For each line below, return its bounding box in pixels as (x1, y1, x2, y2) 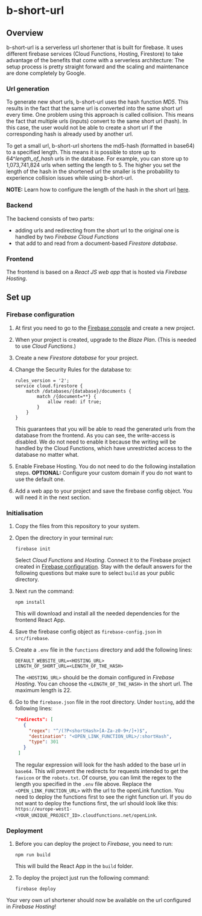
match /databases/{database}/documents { (26, 388, 131, 394)
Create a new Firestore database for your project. (14, 354, 139, 361)
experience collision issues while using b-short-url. (6, 174, 134, 182)
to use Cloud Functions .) (14, 342, 77, 350)
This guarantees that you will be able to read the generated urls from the (14, 425, 195, 433)
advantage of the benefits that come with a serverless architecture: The (6, 57, 185, 64)
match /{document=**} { (37, 393, 96, 399)
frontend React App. (14, 616, 66, 623)
